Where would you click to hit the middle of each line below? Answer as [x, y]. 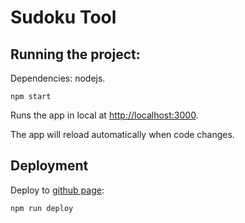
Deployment [49, 166]
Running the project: [75, 54]
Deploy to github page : [57, 190]
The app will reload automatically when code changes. [122, 134]
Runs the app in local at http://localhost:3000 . [104, 115]
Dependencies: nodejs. [58, 78]
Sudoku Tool [63, 17]
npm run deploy [42, 208]
